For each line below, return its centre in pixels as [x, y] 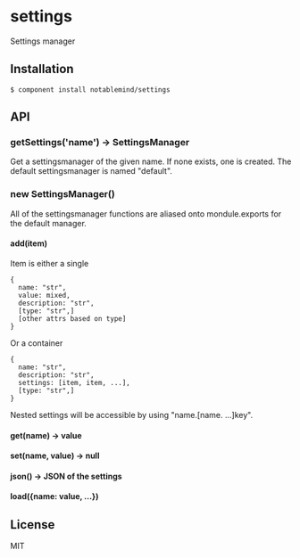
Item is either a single [50, 263]
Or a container [37, 343]
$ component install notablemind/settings [90, 90]
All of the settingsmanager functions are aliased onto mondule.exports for [146, 213]
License [33, 525]
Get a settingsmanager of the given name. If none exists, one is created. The [151, 161]
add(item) [29, 243]
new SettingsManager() [62, 194]
